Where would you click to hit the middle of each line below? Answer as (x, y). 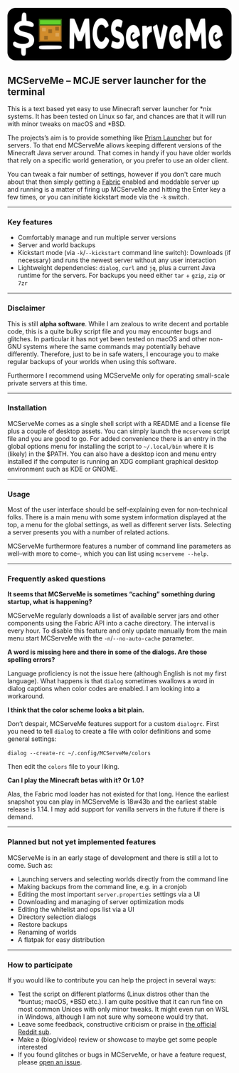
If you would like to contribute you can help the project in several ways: (112, 980)
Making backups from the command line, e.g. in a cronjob (102, 886)
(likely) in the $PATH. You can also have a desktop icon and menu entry (112, 454)
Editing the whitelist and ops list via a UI (76, 909)
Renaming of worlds (47, 932)
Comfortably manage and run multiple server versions (97, 238)
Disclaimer (26, 309)
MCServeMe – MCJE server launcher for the (107, 80)
